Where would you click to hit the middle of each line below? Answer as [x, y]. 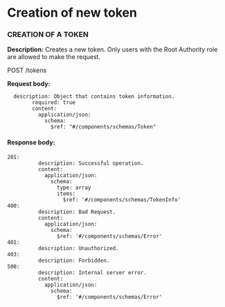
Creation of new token [72, 13]
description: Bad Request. [77, 212]
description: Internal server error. [92, 272]
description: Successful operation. [91, 163]
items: [66, 193]
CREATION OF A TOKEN [48, 35]
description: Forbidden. [74, 260]
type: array [74, 188]
